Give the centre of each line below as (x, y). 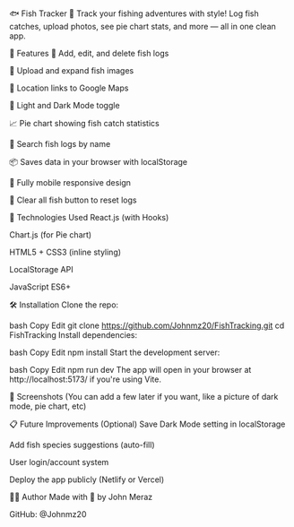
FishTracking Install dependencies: (73, 335)
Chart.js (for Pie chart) (51, 235)
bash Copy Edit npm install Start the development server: (115, 352)
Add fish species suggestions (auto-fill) (82, 445)
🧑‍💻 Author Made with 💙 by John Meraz (81, 497)
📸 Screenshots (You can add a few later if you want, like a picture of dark (144, 397)
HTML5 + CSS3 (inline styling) (65, 252)
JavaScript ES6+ (40, 287)
